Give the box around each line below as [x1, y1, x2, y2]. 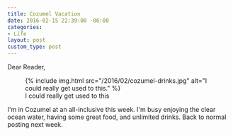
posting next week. [7, 120, 63, 128]
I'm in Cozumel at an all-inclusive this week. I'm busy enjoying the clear [7, 106, 216, 113]
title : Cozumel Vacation [7, 10, 81, 18]
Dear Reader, [7, 63, 46, 71]
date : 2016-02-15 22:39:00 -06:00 [7, 17, 110, 24]
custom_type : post [7, 43, 62, 50]
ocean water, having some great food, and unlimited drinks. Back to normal [7, 113, 227, 121]
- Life [7, 30, 27, 38]
